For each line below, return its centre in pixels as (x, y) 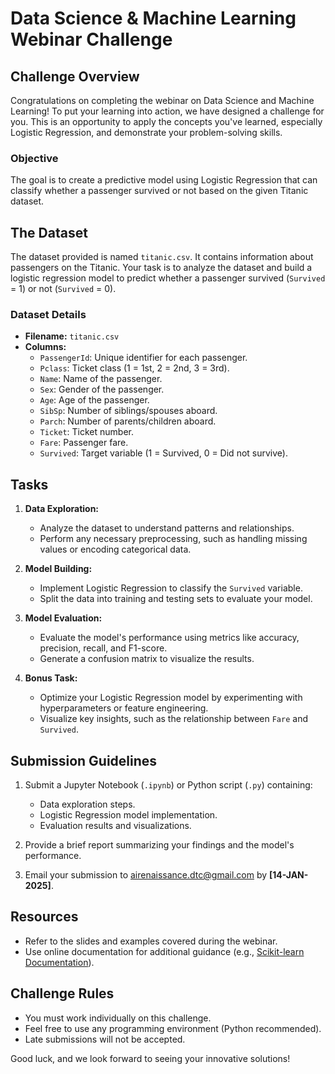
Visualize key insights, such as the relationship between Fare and (173, 719)
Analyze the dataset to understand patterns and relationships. (167, 528)
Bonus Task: (51, 678)
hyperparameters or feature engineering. (124, 708)
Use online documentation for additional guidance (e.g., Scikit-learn (164, 951)
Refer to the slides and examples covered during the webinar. (151, 941)
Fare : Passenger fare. (84, 443)
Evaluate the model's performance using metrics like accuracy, (169, 638)
